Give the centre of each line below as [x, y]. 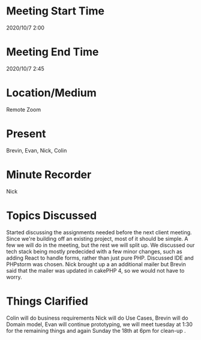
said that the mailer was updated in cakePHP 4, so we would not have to [95, 270]
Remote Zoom [24, 109]
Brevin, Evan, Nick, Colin [37, 150]
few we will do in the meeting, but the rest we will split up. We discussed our [100, 245]
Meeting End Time [52, 52]
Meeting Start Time [55, 11]
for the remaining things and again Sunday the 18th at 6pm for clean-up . [96, 330]
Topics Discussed [52, 215]
